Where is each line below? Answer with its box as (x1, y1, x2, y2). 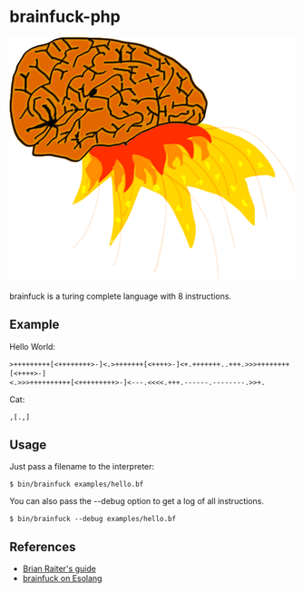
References (9, 539, 76, 555)
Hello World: (9, 341, 56, 351)
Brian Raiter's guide (22, 563, 97, 574)
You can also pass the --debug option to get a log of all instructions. (9, 496, 265, 507)
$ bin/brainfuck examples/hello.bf (9, 479, 144, 489)
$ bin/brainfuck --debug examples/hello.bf (9, 515, 177, 524)
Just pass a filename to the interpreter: (9, 461, 155, 472)
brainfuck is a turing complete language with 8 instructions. (9, 291, 232, 301)
